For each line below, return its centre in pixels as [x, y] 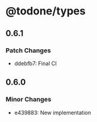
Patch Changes [28, 50]
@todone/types [46, 11]
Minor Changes [28, 99]
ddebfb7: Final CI [35, 63]
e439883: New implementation [52, 112]
